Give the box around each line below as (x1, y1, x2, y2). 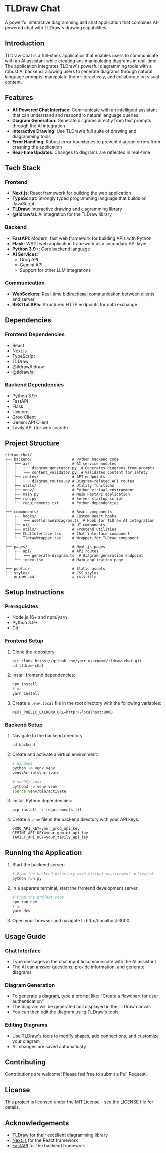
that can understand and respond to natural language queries (12, 112, 138, 118)
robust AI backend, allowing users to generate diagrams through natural (5, 68, 153, 74)
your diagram (12, 1038, 40, 1044)
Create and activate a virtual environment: (12, 751, 98, 757)
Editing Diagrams (5, 1021, 48, 1028)
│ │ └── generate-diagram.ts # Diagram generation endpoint (5, 553, 143, 558)
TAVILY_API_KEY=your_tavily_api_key (12, 835, 88, 840)
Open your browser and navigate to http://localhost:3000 (12, 918, 130, 924)
